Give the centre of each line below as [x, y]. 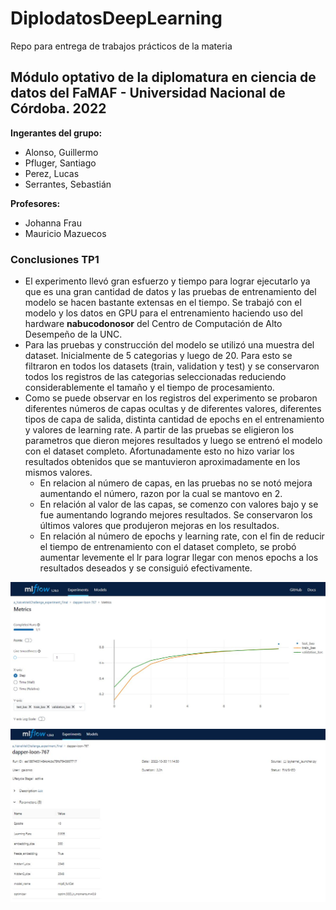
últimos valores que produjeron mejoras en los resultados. [159, 526]
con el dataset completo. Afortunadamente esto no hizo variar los [159, 451]
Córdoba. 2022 [58, 108]
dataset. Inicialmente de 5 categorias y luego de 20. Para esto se [158, 356]
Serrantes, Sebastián [68, 184]
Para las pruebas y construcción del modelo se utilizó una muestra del [169, 345]
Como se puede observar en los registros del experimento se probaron [171, 398]
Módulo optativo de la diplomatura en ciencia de [163, 77]
